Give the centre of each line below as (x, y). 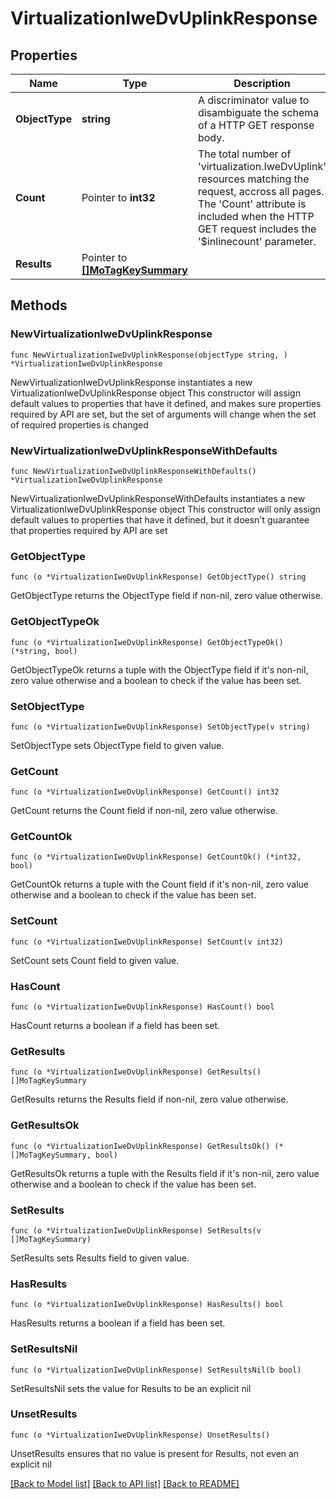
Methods (39, 305)
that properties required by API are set (89, 530)
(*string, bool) (44, 651)
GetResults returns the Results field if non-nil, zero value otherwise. (149, 1099)
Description (262, 83)
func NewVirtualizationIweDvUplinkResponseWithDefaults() (133, 471)
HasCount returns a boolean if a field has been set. (115, 1026)
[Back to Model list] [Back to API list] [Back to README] (125, 1483)
